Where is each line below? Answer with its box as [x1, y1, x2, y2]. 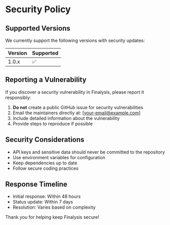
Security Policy [5, 4, 71, 15]
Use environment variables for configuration [12, 154, 106, 160]
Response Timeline [5, 180, 68, 189]
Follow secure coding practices [12, 165, 79, 171]
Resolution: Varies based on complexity [12, 204, 96, 210]
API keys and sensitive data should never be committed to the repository [12, 149, 165, 155]
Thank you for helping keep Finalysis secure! [5, 214, 99, 220]
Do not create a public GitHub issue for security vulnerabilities [12, 104, 144, 110]
